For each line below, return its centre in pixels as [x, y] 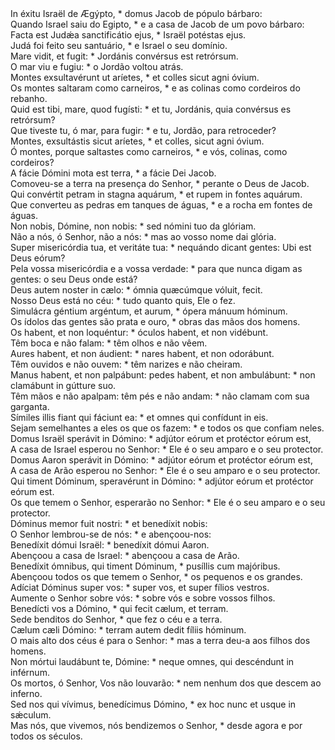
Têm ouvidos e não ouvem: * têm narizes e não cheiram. [126, 364]
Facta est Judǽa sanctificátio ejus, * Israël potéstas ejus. [128, 35]
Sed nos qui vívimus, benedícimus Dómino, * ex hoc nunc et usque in [153, 704]
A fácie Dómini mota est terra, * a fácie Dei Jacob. [113, 173]
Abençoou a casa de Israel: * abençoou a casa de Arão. [125, 555]
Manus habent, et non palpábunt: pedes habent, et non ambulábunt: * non [163, 375]
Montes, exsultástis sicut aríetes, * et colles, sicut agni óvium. [137, 141]
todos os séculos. [46, 736]
